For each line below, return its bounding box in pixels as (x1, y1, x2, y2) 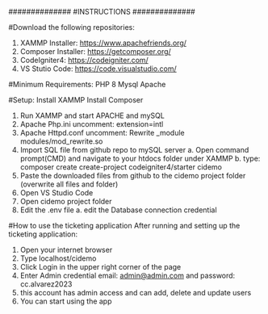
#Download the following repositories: (8, 23, 135, 31)
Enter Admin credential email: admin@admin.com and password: (19, 270, 236, 280)
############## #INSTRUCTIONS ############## (8, 7, 195, 16)
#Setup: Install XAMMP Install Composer (8, 95, 144, 104)
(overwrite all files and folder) (19, 179, 119, 189)
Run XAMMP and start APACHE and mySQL (19, 111, 165, 120)
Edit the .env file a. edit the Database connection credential (19, 205, 217, 215)
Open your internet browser (19, 245, 113, 254)
